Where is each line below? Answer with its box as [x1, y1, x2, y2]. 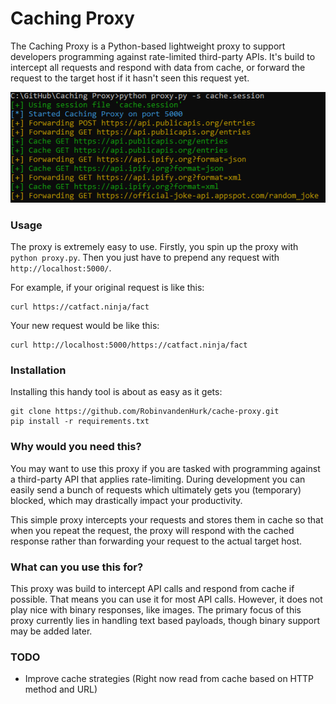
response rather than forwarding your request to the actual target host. [10, 535, 302, 547]
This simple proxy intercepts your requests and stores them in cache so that [10, 513, 324, 526]
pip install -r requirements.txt [10, 417, 150, 427]
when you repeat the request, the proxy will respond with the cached [10, 524, 295, 536]
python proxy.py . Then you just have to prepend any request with [10, 251, 280, 263]
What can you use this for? [10, 560, 144, 574]
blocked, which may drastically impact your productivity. [10, 494, 243, 506]
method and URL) [24, 683, 98, 696]
